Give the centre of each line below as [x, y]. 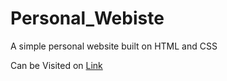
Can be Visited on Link [56, 65]
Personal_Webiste [87, 18]
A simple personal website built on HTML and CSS [114, 46]
